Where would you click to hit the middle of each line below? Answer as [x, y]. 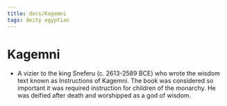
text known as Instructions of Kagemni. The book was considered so [115, 81]
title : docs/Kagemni [37, 14]
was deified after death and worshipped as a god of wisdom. [104, 96]
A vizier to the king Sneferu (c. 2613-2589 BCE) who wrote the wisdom [118, 73]
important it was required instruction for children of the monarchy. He [117, 88]
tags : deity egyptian [39, 20]
